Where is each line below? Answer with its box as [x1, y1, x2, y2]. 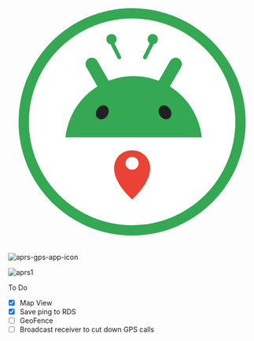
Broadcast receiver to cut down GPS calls [19, 324, 155, 335]
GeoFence [19, 316, 53, 325]
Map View [19, 298, 53, 307]
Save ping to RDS [19, 307, 76, 317]
